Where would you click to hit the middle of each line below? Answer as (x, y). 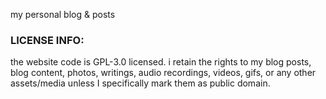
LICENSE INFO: (47, 40)
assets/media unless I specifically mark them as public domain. (140, 83)
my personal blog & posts (63, 14)
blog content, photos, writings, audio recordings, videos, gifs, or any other (163, 73)
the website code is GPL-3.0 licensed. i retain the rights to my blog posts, (161, 62)
